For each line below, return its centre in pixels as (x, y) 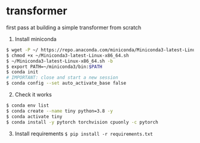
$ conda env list (28, 105)
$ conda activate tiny (34, 116)
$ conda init (22, 72)
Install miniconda (35, 39)
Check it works (33, 95)
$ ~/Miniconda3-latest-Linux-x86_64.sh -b (60, 61)
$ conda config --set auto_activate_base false (66, 83)
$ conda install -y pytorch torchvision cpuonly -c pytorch (82, 122)
